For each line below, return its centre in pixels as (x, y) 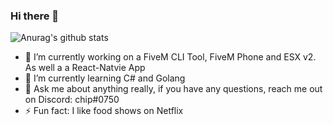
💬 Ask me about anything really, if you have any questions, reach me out (173, 89)
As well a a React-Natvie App (85, 68)
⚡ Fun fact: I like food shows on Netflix (104, 111)
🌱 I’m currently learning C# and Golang (105, 78)
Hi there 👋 (35, 16)
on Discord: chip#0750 (72, 100)
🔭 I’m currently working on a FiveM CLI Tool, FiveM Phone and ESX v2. (170, 57)
